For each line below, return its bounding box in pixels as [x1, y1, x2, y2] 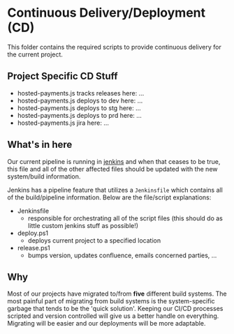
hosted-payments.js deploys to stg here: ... [17, 103, 141, 112]
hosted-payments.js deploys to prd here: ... [17, 111, 142, 119]
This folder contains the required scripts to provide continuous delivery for [7, 43, 221, 51]
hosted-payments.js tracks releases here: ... [17, 89, 145, 97]
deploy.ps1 [17, 229, 49, 237]
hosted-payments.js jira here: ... [17, 119, 110, 127]
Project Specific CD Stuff [7, 70, 118, 82]
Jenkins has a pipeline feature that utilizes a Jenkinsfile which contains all [7, 185, 224, 194]
